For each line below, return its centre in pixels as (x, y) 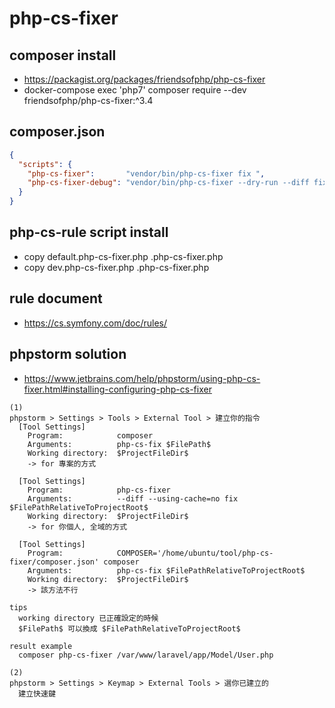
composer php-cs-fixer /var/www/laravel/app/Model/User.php (146, 655)
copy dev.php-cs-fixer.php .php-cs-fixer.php (116, 267)
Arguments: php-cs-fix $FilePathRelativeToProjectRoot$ (166, 570)
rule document (56, 298)
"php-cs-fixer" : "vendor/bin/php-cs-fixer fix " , (146, 173)
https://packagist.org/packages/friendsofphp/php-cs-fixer (144, 79)
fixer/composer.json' (54, 562)
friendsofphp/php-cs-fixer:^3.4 (88, 100)
